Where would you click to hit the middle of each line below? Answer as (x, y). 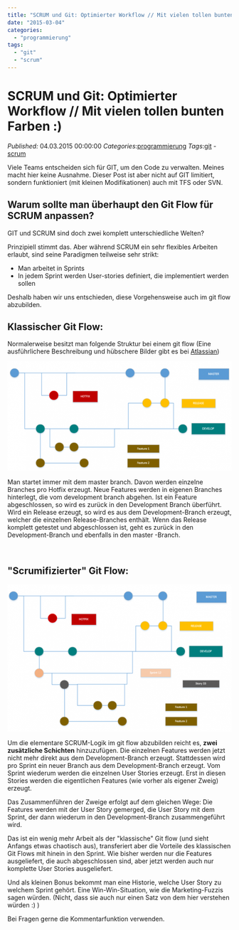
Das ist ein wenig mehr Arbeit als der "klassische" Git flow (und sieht (108, 838)
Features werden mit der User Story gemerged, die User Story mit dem (111, 809)
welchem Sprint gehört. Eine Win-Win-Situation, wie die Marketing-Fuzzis (116, 889)
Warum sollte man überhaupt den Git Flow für (110, 205)
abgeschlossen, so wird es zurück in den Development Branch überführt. (115, 505)
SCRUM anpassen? (51, 216)
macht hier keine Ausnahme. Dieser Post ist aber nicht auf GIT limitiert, (111, 175)
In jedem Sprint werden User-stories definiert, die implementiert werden (123, 276)
